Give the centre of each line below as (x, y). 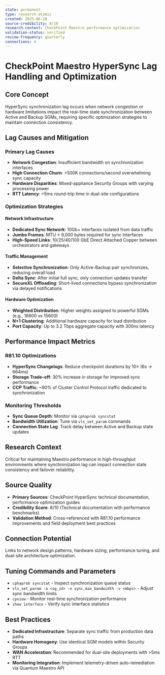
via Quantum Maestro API (38, 668)
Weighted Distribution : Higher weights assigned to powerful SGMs (81, 310)
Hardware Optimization (30, 300)
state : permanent (23, 10)
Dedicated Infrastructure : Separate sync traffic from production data (83, 632)
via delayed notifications (37, 288)
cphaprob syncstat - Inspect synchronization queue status (71, 583)
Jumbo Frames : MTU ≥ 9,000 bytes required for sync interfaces (78, 235)
